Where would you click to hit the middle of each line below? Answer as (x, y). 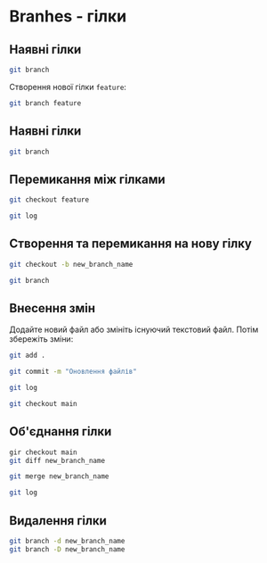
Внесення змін (53, 308)
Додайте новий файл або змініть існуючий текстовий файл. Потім (134, 330)
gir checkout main (43, 452)
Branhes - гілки (68, 17)
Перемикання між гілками (88, 179)
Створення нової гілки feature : (68, 87)
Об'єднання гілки (61, 431)
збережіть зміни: (41, 339)
